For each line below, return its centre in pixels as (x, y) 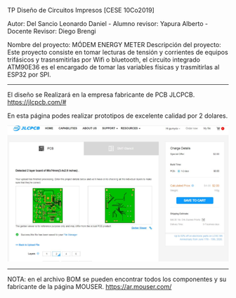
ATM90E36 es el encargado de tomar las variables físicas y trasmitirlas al (113, 67)
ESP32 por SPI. (29, 74)
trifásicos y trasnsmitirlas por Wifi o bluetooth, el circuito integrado (104, 60)
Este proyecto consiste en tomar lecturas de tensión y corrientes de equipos (118, 52)
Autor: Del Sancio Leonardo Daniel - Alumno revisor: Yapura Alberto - (108, 23)
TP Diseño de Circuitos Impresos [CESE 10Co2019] (81, 10)
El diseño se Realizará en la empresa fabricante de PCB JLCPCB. (101, 95)
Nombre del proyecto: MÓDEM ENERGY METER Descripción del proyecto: (114, 45)
